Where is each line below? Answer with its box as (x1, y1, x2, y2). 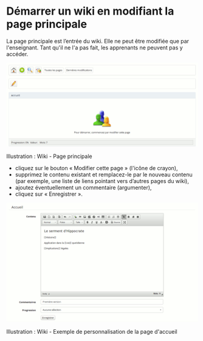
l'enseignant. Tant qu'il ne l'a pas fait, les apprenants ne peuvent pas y (6, 44, 184, 51)
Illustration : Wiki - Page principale (6, 153, 92, 160)
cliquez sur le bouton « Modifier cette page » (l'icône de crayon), (15, 164, 178, 171)
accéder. (6, 50, 29, 57)
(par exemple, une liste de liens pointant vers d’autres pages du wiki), (15, 177, 190, 184)
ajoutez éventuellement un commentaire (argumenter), (15, 184, 152, 191)
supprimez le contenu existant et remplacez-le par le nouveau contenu (15, 171, 193, 178)
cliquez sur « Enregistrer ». (15, 190, 83, 198)
